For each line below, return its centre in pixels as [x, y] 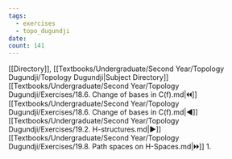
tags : [17, 16]
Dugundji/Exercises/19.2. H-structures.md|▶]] [85, 129]
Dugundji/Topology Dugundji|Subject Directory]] [89, 77]
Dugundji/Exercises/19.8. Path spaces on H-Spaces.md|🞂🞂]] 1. [110, 147]
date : [17, 38]
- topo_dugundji [43, 31]
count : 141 [27, 46]
